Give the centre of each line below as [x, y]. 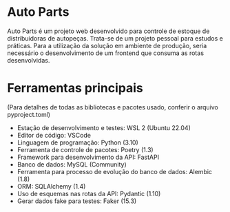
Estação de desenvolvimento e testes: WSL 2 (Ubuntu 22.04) [104, 127]
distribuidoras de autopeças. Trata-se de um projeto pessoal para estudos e [115, 38]
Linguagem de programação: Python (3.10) [78, 142]
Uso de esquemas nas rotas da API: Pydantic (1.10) [89, 193]
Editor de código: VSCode [54, 135]
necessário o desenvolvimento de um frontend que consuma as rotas [106, 53]
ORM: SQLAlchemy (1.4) [51, 186]
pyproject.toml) [29, 114]
